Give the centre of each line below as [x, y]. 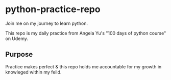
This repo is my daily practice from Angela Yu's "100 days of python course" [86, 33]
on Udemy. [17, 38]
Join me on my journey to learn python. [47, 23]
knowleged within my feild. [33, 72]
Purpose [19, 54]
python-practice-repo [53, 9]
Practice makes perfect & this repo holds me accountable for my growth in [83, 66]
